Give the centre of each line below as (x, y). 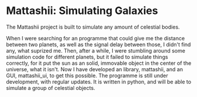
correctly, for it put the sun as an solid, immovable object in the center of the (99, 63)
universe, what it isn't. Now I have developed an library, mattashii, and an (95, 69)
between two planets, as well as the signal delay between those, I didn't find (98, 44)
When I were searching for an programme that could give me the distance (96, 38)
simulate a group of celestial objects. (51, 88)
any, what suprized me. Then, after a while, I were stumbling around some (96, 50)
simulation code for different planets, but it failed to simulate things (87, 57)
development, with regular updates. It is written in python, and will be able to (99, 82)
